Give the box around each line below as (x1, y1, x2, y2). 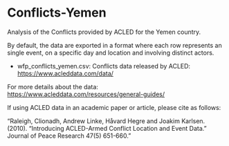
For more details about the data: (7, 82, 99, 91)
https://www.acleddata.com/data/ (17, 69, 114, 77)
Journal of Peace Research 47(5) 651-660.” (7, 131, 131, 140)
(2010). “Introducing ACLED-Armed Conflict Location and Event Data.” (7, 124, 207, 132)
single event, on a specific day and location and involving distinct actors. (7, 48, 214, 57)
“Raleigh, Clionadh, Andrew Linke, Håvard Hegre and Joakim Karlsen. (7, 116, 205, 125)
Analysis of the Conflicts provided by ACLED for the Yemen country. (7, 28, 201, 36)
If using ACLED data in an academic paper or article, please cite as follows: (7, 103, 221, 111)
